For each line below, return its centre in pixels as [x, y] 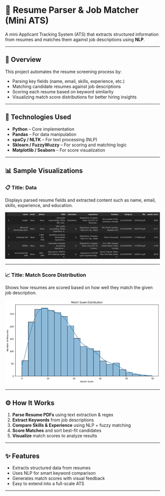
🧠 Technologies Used [38, 117]
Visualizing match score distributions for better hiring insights [74, 97]
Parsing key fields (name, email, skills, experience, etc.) [69, 81]
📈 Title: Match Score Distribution [46, 275]
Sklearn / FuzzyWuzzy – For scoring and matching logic [69, 145]
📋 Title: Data [21, 187]
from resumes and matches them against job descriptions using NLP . [75, 40]
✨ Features [22, 456]
